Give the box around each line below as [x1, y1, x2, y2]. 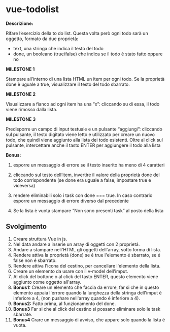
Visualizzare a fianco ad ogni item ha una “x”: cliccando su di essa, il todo [6, 101, 160, 107]
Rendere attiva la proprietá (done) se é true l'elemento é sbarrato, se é [13, 252, 160, 258]
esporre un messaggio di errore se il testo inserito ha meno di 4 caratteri [13, 161, 165, 168]
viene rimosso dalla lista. [6, 106, 58, 112]
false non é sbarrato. [13, 257, 57, 263]
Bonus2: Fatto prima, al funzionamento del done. [13, 301, 116, 307]
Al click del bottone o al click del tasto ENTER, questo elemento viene [13, 273, 159, 280]
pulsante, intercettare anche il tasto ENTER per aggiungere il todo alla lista [6, 142, 161, 148]
